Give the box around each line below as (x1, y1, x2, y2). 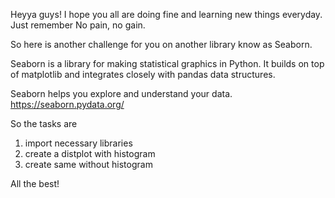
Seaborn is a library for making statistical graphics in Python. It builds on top (10, 58, 325, 69)
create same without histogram (24, 159, 153, 170)
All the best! (10, 178, 60, 189)
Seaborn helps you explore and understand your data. (10, 88, 233, 99)
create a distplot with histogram (24, 148, 156, 159)
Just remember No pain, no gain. (10, 19, 146, 31)
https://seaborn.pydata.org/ (10, 99, 125, 110)
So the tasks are (10, 118, 78, 129)
